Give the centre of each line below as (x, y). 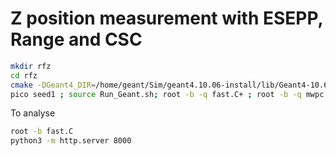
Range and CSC (76, 39)
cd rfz (24, 75)
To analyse (33, 113)
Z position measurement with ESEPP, (167, 18)
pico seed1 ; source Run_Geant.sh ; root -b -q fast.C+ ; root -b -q (156, 94)
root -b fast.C (42, 132)
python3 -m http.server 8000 (71, 141)
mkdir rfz (31, 66)
